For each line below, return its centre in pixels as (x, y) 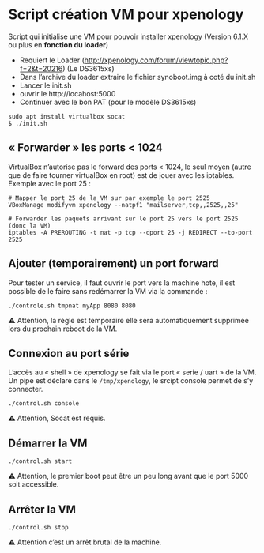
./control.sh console (44, 404)
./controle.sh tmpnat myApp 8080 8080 (72, 306)
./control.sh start (40, 461)
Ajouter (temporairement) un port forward (113, 263)
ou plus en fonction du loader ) (58, 44)
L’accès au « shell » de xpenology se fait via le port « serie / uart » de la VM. (132, 372)
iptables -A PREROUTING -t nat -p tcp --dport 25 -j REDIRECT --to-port (130, 232)
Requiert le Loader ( (52, 60)
